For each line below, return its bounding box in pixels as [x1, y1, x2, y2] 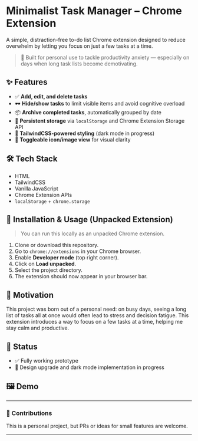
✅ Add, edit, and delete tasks [14, 93, 88, 100]
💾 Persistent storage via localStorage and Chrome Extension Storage [14, 117, 185, 124]
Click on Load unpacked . [14, 261, 77, 268]
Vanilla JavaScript [14, 185, 59, 192]
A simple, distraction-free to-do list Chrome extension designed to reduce [6, 36, 186, 43]
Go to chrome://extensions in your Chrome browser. [14, 248, 141, 255]
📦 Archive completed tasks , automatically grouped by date [14, 108, 162, 116]
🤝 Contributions [6, 409, 52, 417]
